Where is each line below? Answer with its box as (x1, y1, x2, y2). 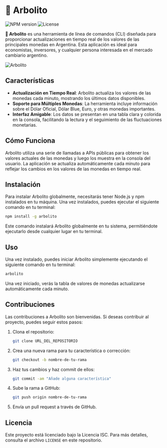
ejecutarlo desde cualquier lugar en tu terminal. (5, 229, 103, 235)
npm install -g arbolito (5, 214, 57, 219)
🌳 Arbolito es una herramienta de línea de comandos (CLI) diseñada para (5, 31, 156, 37)
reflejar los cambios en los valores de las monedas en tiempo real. (5, 166, 141, 172)
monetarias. (12, 122, 37, 128)
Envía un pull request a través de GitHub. (12, 404, 97, 410)
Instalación (5, 180, 41, 189)
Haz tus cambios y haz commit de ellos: (12, 366, 95, 372)
